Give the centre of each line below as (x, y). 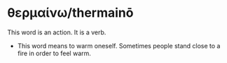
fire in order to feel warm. (54, 53)
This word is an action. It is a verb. (57, 32)
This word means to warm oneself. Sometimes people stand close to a (119, 45)
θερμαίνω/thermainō (70, 13)
